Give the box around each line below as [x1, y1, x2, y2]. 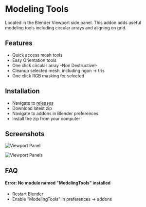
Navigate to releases [12, 100, 54, 106]
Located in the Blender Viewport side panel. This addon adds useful [5, 20, 141, 25]
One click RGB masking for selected [12, 72, 84, 79]
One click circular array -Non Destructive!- [12, 62, 98, 68]
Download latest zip [12, 105, 52, 111]
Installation [5, 87, 40, 95]
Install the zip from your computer [12, 115, 80, 121]
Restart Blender [12, 191, 44, 197]
